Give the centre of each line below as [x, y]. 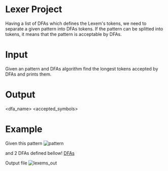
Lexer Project [34, 9]
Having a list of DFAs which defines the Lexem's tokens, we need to [76, 23]
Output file [16, 163]
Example [24, 129]
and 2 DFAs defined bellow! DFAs [40, 153]
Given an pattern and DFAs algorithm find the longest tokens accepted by [82, 69]
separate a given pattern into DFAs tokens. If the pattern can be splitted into [84, 28]
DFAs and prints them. [28, 74]
